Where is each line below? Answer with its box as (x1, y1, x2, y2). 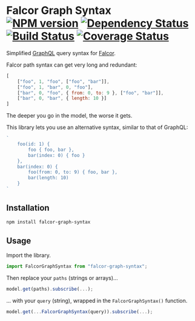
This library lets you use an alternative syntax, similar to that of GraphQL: (6, 124, 188, 131)
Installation (6, 203, 50, 213)
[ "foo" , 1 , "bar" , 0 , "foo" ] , (17, 84, 94, 90)
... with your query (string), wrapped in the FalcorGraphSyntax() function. (6, 297, 188, 305)
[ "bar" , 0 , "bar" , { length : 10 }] (17, 95, 107, 102)
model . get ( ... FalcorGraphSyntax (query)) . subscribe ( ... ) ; (6, 309, 153, 315)
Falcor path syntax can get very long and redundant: (6, 61, 137, 68)
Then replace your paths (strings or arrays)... (6, 274, 118, 282)
